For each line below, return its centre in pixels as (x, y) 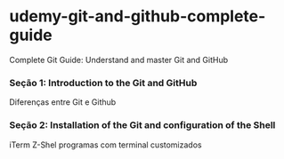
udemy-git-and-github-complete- (138, 16)
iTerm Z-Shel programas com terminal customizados (105, 145)
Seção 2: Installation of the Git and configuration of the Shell (142, 125)
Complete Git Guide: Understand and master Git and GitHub (119, 60)
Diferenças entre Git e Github (63, 102)
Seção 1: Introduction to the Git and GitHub (103, 83)
